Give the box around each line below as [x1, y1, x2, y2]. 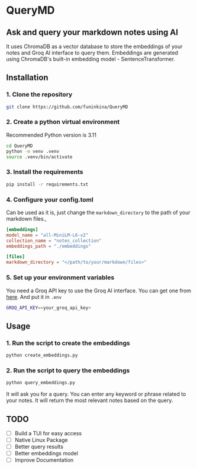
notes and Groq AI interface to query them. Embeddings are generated [6, 49, 179, 56]
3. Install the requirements [6, 168, 83, 176]
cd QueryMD [6, 143, 33, 149]
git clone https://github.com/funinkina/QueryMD [6, 104, 128, 110]
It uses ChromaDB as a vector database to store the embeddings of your [6, 43, 183, 50]
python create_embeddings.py [6, 352, 78, 359]
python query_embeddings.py [6, 380, 76, 386]
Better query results [14, 443, 64, 451]
